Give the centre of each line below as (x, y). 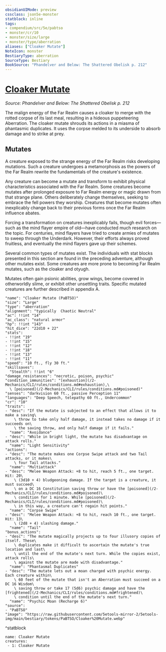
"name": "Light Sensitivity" (40, 445)
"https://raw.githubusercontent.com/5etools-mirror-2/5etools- (92, 614)
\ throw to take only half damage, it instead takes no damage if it (87, 419)
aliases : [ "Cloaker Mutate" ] (35, 47)
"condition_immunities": (31, 380)
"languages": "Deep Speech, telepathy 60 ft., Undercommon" (69, 398)
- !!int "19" (19, 337)
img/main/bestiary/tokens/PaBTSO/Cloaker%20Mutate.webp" (65, 619)
